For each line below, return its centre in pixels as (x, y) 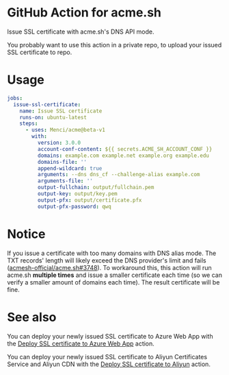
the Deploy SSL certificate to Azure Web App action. (81, 343)
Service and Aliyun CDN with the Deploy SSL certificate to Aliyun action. (109, 364)
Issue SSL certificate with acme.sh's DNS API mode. (81, 32)
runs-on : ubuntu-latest (53, 117)
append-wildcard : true (70, 168)
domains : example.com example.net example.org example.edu (123, 156)
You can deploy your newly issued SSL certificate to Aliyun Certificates (107, 356)
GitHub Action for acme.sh (84, 13)
